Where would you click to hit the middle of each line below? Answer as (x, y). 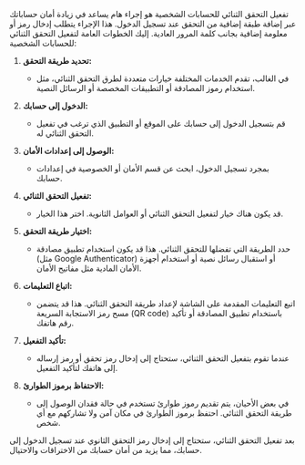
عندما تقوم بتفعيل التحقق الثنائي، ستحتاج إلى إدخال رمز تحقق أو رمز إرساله (163, 358)
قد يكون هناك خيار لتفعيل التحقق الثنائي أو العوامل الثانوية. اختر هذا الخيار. (160, 213)
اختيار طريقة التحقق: (57, 231)
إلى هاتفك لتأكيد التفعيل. (77, 368)
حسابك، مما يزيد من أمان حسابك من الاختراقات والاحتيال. (106, 450)
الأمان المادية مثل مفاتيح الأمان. (89, 268)
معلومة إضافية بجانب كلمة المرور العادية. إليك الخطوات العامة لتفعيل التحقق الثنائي (149, 33)
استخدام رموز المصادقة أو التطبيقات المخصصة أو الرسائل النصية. (146, 88)
